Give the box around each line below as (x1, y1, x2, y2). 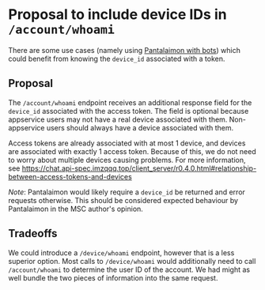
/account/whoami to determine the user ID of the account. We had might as (8, 265, 251, 274)
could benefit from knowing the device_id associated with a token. (8, 54, 225, 63)
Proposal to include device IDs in (8, 6, 227, 24)
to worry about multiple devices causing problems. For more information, (8, 155, 246, 164)
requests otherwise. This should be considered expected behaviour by (8, 195, 239, 205)
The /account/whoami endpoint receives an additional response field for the (8, 97, 252, 107)
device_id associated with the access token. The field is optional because (8, 106, 249, 115)
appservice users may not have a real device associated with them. (8, 115, 228, 124)
